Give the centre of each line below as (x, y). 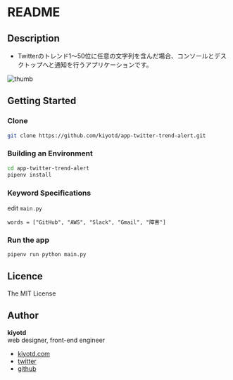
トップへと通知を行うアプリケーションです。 (88, 65)
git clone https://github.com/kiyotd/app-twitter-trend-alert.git (107, 135)
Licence (25, 276)
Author (23, 316)
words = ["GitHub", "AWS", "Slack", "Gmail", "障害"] (87, 222)
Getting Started (42, 101)
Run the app (28, 240)
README (34, 12)
